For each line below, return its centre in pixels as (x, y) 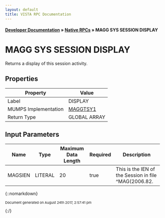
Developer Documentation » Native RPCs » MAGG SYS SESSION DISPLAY (82, 30)
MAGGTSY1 (82, 109)
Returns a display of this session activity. (46, 63)
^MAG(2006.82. (135, 181)
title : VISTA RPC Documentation (38, 14)
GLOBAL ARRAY (87, 117)
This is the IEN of (135, 169)
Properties (22, 79)
